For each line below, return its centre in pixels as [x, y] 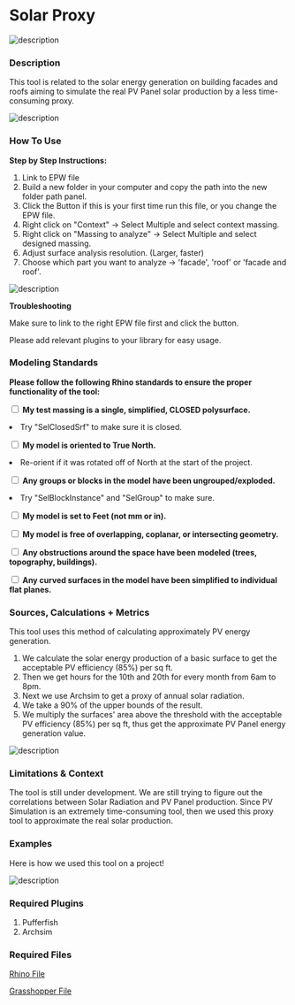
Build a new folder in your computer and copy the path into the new [144, 187]
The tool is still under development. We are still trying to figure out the [136, 793]
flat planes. [30, 589]
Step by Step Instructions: [58, 160]
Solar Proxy [52, 15]
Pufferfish [40, 923]
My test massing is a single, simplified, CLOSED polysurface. [136, 410]
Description [35, 63]
